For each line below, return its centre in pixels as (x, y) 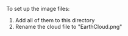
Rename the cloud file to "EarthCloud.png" (69, 27)
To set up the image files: (38, 9)
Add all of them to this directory (55, 20)
